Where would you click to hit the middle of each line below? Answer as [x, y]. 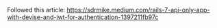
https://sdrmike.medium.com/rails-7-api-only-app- [138, 10]
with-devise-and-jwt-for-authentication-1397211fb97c [83, 17]
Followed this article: [36, 10]
